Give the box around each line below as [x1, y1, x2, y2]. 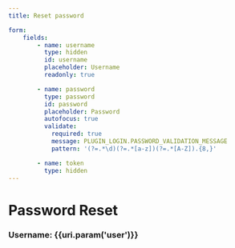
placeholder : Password [43, 107, 120, 116]
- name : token [37, 159, 84, 167]
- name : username [37, 41, 95, 49]
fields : [22, 34, 48, 42]
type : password [43, 93, 95, 101]
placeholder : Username [43, 63, 120, 72]
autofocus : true [43, 115, 99, 123]
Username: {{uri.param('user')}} [8, 230, 139, 241]
